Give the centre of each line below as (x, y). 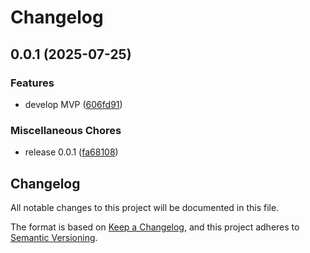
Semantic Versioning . (54, 237)
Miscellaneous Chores (66, 130)
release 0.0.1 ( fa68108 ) (71, 152)
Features (32, 83)
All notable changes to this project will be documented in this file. (145, 207)
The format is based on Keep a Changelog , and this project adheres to (155, 227)
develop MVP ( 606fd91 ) (73, 104)
